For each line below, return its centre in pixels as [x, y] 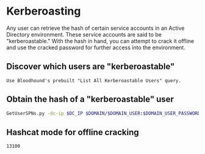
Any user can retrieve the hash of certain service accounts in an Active [95, 28]
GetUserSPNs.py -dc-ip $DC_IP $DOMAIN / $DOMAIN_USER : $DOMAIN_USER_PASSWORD [103, 113]
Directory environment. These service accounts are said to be [84, 34]
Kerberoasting [44, 11]
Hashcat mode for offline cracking [73, 132]
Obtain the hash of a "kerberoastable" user [90, 100]
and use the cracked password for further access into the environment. [96, 47]
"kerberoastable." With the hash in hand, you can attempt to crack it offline [100, 41]
